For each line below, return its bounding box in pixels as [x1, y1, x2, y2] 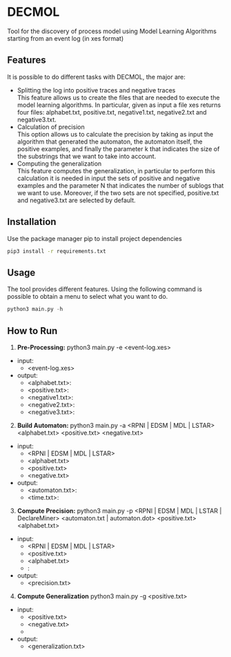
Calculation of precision [17, 122, 85, 131]
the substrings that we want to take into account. [17, 152, 157, 160]
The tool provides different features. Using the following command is [7, 285, 202, 293]
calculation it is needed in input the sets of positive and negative [17, 174, 200, 182]
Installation [7, 216, 57, 228]
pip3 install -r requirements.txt [7, 248, 107, 255]
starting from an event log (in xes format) [7, 34, 124, 42]
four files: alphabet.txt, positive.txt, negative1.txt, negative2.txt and [17, 108, 207, 116]
